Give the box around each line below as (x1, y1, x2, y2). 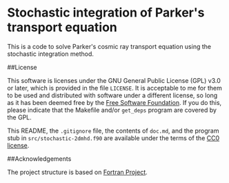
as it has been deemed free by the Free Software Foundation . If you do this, (7, 98, 222, 106)
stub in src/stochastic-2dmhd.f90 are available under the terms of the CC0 (7, 133, 220, 142)
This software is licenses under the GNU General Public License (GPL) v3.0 (7, 76, 221, 84)
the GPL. (7, 113, 32, 122)
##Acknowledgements (7, 154, 72, 163)
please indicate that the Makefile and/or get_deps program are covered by (7, 106, 217, 114)
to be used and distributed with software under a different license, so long (7, 91, 218, 99)
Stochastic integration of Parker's (7, 5, 205, 21)
